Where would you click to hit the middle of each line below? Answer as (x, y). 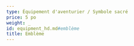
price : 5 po (21, 17)
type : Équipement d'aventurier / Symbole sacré (67, 12)
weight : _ (19, 23)
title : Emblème (25, 34)
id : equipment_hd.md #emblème (43, 28)
